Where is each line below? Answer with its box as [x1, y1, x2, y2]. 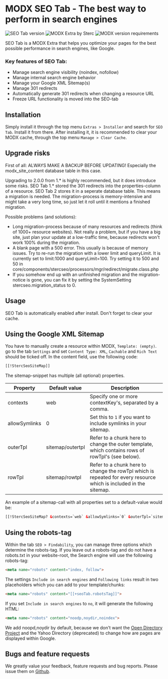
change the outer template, [89, 441, 153, 448]
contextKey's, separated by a [89, 399, 158, 406]
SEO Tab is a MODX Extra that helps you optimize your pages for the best [5, 40, 156, 46]
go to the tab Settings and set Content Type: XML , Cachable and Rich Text [5, 348, 157, 354]
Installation [5, 110, 41, 119]
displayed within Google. [5, 635, 56, 641]
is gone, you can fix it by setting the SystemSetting [26, 277, 131, 283]
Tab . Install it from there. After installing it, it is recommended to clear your [5, 129, 157, 135]
